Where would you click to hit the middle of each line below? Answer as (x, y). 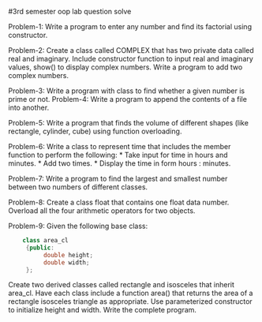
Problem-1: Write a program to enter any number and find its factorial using (130, 26)
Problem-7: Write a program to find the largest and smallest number (118, 178)
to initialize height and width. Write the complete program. (103, 310)
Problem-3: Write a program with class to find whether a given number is (127, 91)
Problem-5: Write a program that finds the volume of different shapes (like (128, 123)
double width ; (66, 262)
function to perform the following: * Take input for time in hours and (118, 155)
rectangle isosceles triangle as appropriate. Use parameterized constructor (130, 301)
